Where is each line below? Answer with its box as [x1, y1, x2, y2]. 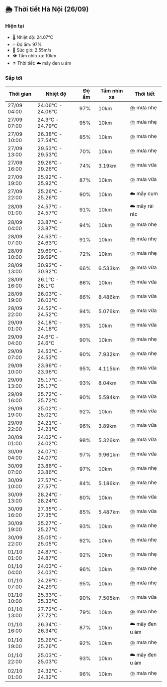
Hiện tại [5, 22, 24, 29]
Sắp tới [5, 74, 22, 81]
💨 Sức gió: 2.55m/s [12, 47, 52, 53]
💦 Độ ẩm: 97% [12, 41, 42, 47]
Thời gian [8, 90, 32, 97]
